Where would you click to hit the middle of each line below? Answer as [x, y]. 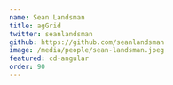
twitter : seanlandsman [51, 34]
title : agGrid [35, 26]
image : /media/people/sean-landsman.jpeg [87, 50]
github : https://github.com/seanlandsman [87, 42]
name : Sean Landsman [47, 17]
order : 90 [28, 67]
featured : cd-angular [49, 58]
